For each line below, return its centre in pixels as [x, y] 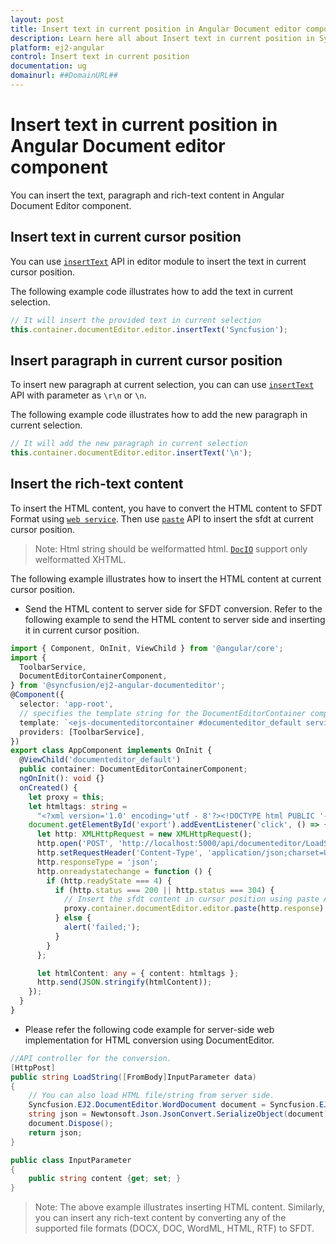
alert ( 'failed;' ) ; [102, 927]
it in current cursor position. [82, 630]
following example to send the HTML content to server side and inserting [175, 619]
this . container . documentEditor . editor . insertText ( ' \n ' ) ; [131, 453]
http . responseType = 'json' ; [97, 862]
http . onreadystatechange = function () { [124, 871]
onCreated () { [48, 787]
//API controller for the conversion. [91, 1058]
